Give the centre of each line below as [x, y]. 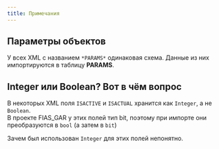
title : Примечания [33, 13]
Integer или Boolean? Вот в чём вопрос [95, 87]
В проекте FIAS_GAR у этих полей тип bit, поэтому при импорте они [107, 118]
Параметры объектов [56, 42]
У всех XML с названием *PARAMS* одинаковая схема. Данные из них [108, 58]
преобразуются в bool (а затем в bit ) [62, 125]
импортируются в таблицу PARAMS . [61, 65]
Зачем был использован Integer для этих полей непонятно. [95, 139]
